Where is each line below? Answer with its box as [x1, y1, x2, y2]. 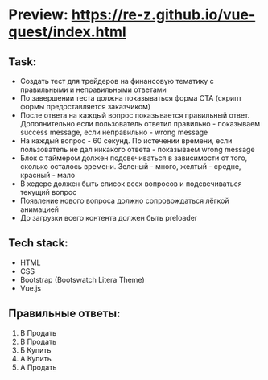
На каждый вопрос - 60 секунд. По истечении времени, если [19, 136, 233, 146]
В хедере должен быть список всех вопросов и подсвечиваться [19, 179, 243, 188]
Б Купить [19, 345, 52, 355]
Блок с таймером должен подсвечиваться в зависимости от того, [19, 153, 248, 163]
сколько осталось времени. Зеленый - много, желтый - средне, [19, 162, 241, 171]
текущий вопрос [19, 188, 77, 196]
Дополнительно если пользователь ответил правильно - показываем [19, 119, 261, 128]
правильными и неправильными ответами [19, 85, 167, 94]
